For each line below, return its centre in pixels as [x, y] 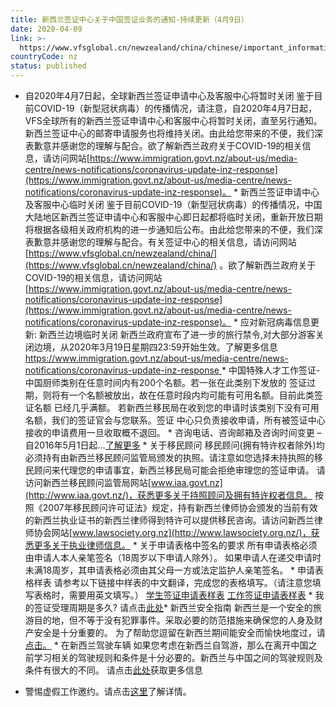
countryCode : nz [44, 57]
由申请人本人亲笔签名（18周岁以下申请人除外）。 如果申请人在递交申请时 [173, 557]
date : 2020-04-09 [46, 29]
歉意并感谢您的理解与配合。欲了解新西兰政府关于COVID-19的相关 [168, 145]
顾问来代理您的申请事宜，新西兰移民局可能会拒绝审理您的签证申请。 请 [179, 470]
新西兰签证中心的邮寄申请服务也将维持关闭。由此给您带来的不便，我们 [169, 133]
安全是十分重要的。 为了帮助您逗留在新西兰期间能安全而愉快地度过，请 [179, 632]
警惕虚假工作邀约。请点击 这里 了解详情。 [108, 691]
